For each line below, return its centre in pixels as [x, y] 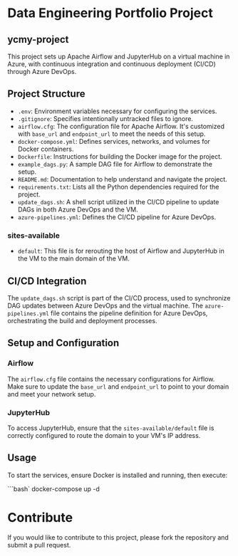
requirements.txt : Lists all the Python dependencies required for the [118, 187]
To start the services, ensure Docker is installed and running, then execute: [118, 475]
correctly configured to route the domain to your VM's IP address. [104, 435]
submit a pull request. [39, 545]
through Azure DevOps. [42, 72]
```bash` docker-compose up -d [53, 488]
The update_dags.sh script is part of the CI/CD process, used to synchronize [119, 298]
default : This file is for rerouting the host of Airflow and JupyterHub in [121, 251]
